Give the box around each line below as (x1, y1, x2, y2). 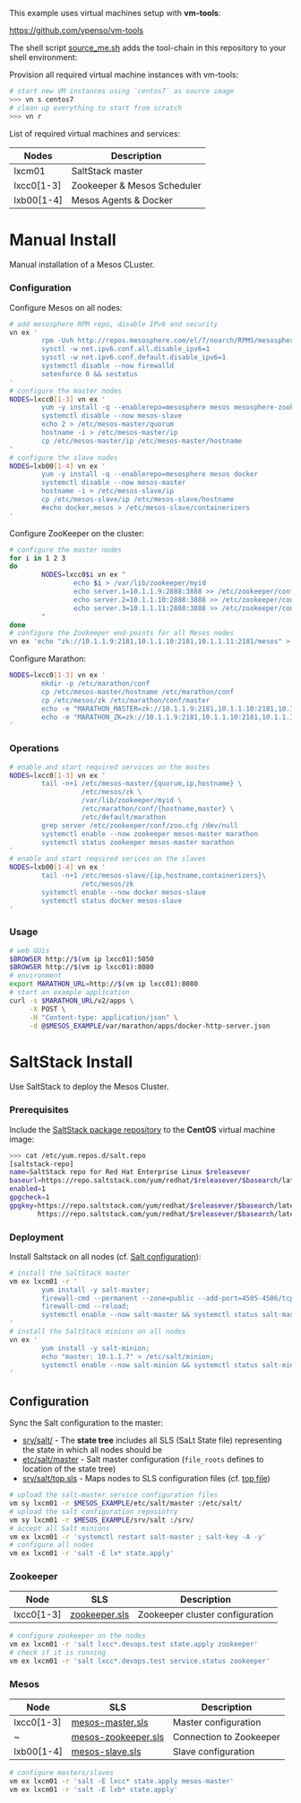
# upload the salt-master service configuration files (9, 1490, 219, 1499)
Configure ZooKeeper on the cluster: (9, 527, 145, 538)
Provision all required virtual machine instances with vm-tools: (9, 69, 239, 80)
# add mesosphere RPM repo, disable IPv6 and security (9, 319, 219, 329)
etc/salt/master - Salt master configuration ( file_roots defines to (21, 1454, 264, 1465)
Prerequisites (9, 1104, 69, 1117)
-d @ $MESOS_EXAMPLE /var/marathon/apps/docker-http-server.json (29, 1021, 271, 1030)
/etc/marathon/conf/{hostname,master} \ (81, 804, 235, 814)
